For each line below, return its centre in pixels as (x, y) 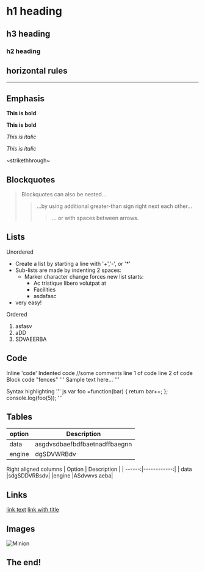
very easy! (28, 302)
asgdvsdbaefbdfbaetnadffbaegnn (84, 445)
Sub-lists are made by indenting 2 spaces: (68, 270)
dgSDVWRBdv (56, 454)
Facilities (45, 289)
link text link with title (33, 510)
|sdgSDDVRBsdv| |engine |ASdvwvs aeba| (60, 476)
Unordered (20, 252)
